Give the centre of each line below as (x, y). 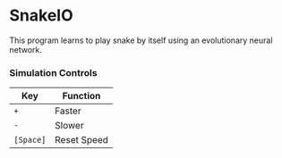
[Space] (30, 140)
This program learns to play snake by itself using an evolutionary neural (141, 40)
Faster (68, 111)
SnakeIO (41, 16)
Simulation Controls (53, 72)
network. (26, 49)
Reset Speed (82, 140)
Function (81, 96)
